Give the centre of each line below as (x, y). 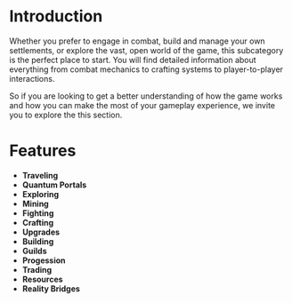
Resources (43, 279)
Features (43, 151)
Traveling (40, 175)
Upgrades (41, 232)
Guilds (34, 251)
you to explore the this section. (66, 115)
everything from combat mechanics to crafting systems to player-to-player (146, 69)
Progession (44, 260)
